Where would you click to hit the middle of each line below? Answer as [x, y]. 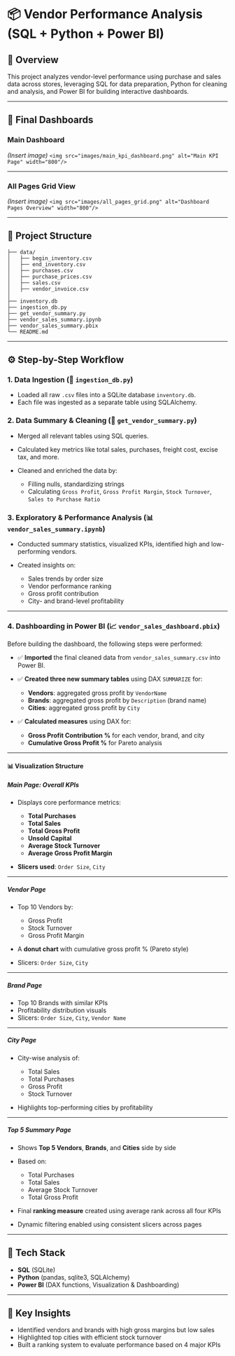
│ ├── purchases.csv [40, 270]
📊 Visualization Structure [45, 766]
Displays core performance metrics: [69, 802]
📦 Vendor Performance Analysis [105, 14]
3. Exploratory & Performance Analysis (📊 [80, 518]
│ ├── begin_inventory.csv [50, 258]
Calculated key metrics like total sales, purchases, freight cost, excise [117, 449]
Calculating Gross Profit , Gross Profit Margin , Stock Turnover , [120, 491]
